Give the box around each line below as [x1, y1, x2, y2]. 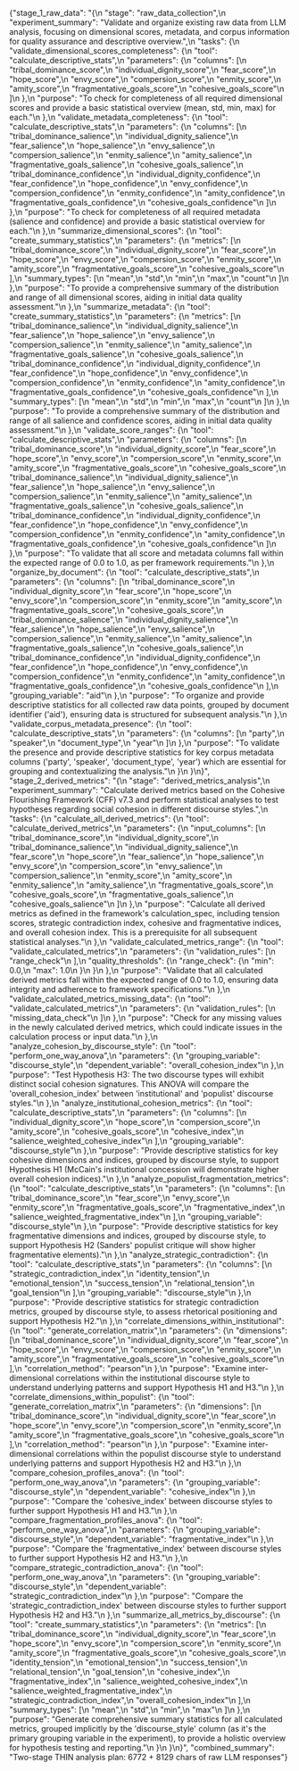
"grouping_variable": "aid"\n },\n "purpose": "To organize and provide [9, 691, 265, 700]
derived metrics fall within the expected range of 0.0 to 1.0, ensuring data [9, 974, 278, 985]
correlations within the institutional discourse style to [55, 1373, 250, 1383]
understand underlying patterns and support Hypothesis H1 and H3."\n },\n [9, 1382, 285, 1393]
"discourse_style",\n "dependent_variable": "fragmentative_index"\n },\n [9, 1534, 274, 1544]
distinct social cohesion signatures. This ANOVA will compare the [9, 1079, 250, 1089]
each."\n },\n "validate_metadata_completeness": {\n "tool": [9, 112, 228, 122]
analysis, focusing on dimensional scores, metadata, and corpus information [9, 27, 290, 37]
